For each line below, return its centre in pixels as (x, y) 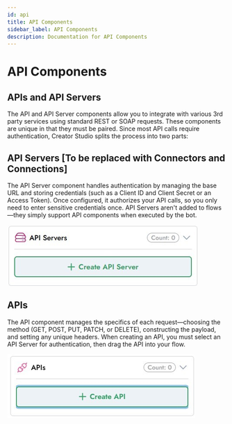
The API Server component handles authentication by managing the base (112, 186)
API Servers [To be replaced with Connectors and (116, 158)
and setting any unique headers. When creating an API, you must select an (114, 337)
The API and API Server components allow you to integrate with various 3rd (115, 114)
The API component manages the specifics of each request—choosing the (114, 322)
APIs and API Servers (54, 97)
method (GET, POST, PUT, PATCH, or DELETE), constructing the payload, (112, 329)
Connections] (38, 169)
